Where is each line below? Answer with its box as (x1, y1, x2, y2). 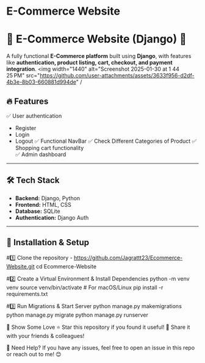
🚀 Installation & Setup (6, 237, 90, 248)
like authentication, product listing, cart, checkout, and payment (6, 59, 173, 66)
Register (15, 124, 37, 132)
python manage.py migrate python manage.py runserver (6, 311, 148, 318)
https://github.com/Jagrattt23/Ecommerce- (74, 254, 183, 261)
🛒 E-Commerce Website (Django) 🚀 (6, 32, 187, 46)
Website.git (6, 262, 35, 270)
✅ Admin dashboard (15, 151, 67, 158)
